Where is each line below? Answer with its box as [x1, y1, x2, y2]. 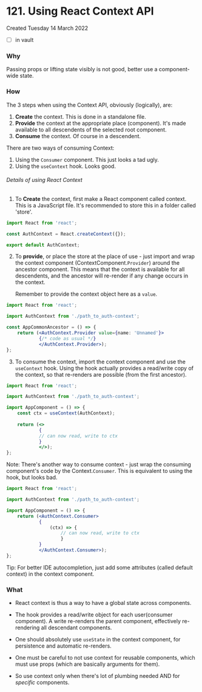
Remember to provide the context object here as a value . [15, 290, 158, 298]
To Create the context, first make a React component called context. [15, 195, 187, 202]
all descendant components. [41, 624, 112, 631]
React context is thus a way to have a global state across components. [15, 599, 192, 607]
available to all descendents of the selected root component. [15, 126, 167, 133]
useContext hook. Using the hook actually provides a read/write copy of [15, 364, 194, 372]
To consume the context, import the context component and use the [15, 358, 186, 365]
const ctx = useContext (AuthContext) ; [17, 410, 115, 416]
